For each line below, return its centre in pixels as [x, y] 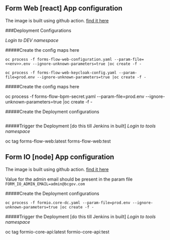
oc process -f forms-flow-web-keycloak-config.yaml [61, 73]
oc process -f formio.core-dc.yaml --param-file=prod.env [68, 202]
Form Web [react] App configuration [64, 8]
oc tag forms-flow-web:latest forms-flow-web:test [58, 141]
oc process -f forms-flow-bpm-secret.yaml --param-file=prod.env [75, 96]
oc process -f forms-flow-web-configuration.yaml [59, 59]
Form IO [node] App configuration [60, 157]
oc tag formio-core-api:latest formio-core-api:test [57, 232]
